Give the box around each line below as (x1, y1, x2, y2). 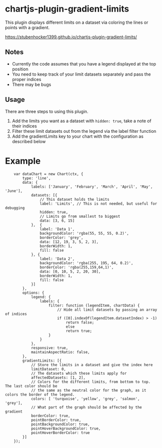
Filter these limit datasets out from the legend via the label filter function (12, 128, 157, 134)
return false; (65, 320, 95, 325)
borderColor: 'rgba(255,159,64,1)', (39, 265, 114, 270)
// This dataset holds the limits (39, 197, 110, 202)
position (12, 66, 29, 72)
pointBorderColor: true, (31, 417, 81, 422)
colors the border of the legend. (5, 392, 75, 397)
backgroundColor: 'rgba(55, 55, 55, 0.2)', (39, 231, 130, 236)
